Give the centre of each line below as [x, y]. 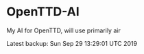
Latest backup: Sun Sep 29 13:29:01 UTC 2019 [72, 43]
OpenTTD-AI [43, 12]
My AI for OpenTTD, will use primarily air [63, 30]
